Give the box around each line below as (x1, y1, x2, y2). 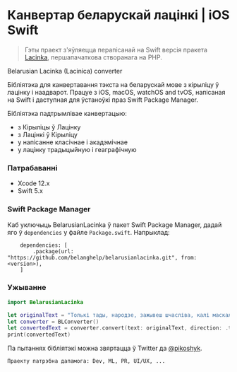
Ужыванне (7, 283, 47, 293)
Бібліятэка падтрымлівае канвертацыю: (7, 109, 127, 117)
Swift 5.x (17, 187, 44, 195)
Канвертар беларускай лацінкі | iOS (7, 7, 230, 23)
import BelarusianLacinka (7, 298, 83, 306)
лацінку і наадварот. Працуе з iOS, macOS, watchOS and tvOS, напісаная (7, 88, 226, 96)
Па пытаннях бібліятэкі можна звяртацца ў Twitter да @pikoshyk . (7, 344, 202, 353)
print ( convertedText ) (7, 331, 71, 339)
